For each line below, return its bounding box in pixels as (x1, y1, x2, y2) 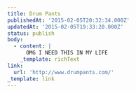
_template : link (7, 75, 55, 83)
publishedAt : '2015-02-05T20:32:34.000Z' (7, 17, 130, 24)
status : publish (7, 29, 55, 37)
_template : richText (20, 56, 80, 63)
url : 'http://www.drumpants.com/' (13, 69, 114, 76)
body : (7, 36, 23, 43)
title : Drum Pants (7, 10, 61, 17)
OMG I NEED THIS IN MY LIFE (25, 50, 109, 57)
